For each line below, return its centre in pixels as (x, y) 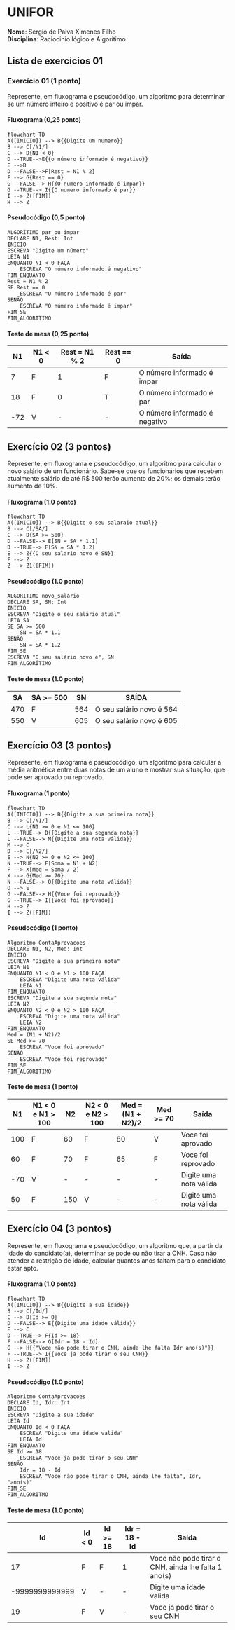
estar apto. (23, 1268)
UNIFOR (31, 12)
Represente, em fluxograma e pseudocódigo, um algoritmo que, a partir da (115, 1245)
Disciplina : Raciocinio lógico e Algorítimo (66, 39)
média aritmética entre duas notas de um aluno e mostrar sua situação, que (116, 770)
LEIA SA (19, 621)
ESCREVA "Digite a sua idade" (51, 1415)
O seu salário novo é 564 (136, 709)
